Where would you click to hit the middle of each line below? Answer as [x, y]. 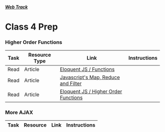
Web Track [16, 7]
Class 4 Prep [31, 27]
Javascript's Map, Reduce [90, 77]
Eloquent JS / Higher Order [91, 92]
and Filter [71, 84]
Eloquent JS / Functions [87, 69]
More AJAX [19, 112]
